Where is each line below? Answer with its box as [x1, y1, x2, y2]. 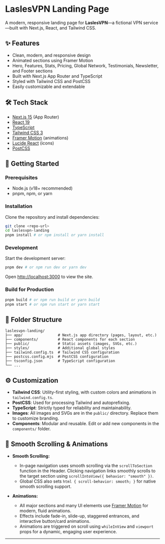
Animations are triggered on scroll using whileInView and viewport [19, 523, 154, 529]
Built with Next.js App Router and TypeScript [12, 73, 103, 79]
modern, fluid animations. [19, 508, 72, 514]
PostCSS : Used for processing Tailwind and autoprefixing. [12, 400, 131, 406]
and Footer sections [12, 68, 53, 74]
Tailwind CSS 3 [12, 129, 43, 136]
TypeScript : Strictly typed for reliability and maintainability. [12, 405, 132, 411]
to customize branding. [12, 415, 59, 421]
